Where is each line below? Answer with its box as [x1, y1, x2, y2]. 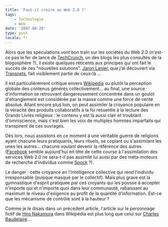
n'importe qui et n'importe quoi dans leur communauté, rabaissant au [5, 185, 148, 191]
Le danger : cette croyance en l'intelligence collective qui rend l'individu [5, 169, 154, 175]
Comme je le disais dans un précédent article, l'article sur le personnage [5, 205, 155, 211]
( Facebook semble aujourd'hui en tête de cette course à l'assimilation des [5, 149, 158, 155]
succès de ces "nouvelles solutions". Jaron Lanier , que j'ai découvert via [5, 65, 155, 71]
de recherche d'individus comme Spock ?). [5, 159, 94, 165]
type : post [5, 31, 28, 36]
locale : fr [5, 36, 28, 41]
